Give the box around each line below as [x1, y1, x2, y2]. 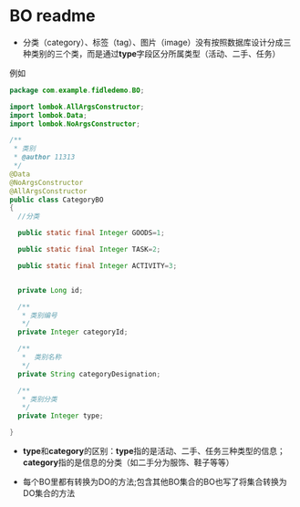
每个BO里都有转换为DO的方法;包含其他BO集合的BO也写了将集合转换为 [22, 476, 287, 488]
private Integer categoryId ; [17, 327, 129, 337]
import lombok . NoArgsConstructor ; [9, 119, 141, 129]
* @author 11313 [13, 152, 76, 162]
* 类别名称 [21, 353, 62, 362]
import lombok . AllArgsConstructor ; [9, 102, 145, 111]
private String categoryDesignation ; [17, 369, 161, 378]
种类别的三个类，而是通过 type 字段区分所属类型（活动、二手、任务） [22, 47, 281, 59]
